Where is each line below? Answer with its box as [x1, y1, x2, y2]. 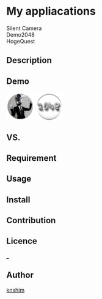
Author [6, 270, 34, 281]
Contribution [6, 215, 56, 226]
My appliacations [6, 4, 96, 18]
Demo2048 [6, 31, 35, 38]
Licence [6, 236, 38, 246]
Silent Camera [6, 24, 42, 32]
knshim [6, 286, 25, 293]
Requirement [6, 153, 57, 163]
